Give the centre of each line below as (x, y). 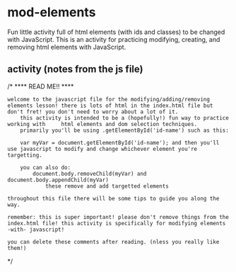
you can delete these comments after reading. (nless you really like (113, 242)
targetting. (25, 155)
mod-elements (52, 12)
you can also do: (46, 167)
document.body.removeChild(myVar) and (90, 174)
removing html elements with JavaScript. (67, 47)
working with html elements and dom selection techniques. (102, 124)
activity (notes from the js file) (75, 69)
